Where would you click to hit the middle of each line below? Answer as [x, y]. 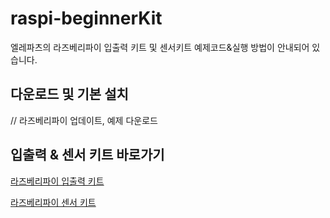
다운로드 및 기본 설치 [69, 94]
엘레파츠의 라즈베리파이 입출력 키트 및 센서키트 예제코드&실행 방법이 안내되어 [160, 47]
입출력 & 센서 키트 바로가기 [87, 155]
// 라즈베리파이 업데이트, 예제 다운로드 [84, 120]
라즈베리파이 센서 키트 [53, 202]
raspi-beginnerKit [86, 18]
